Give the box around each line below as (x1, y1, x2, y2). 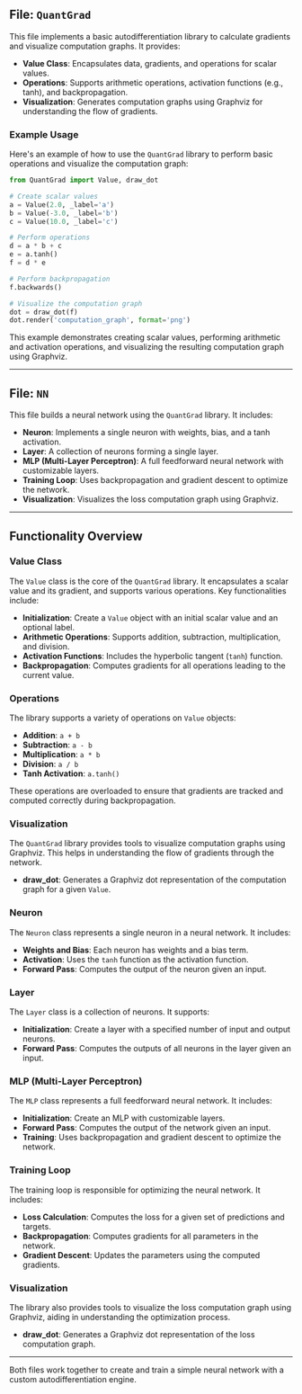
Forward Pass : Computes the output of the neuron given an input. (22, 963, 267, 974)
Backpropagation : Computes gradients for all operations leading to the (22, 660, 286, 671)
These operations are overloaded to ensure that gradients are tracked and (9, 786, 284, 797)
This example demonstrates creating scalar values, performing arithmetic (9, 332, 281, 343)
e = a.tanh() (9, 250, 58, 259)
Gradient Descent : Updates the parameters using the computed (22, 1249, 261, 1260)
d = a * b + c (9, 242, 63, 251)
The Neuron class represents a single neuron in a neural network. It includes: (9, 926, 291, 938)
